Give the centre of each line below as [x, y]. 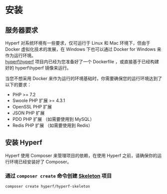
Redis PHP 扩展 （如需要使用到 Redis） [53, 125]
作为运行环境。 [20, 55]
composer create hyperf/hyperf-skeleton [48, 187]
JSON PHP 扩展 [28, 113]
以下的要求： [18, 85]
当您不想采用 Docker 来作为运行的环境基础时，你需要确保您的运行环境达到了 [84, 78]
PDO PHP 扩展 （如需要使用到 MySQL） [53, 119]
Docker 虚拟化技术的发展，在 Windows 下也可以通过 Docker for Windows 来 [83, 49]
